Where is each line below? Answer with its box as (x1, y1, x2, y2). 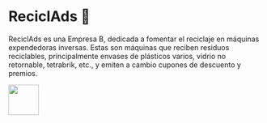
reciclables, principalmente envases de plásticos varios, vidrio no (8, 51, 227, 61)
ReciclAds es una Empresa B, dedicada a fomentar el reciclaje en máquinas (8, 34, 260, 44)
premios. (8, 68, 38, 78)
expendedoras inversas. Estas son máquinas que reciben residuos (8, 42, 230, 52)
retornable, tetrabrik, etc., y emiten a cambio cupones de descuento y (8, 60, 241, 70)
